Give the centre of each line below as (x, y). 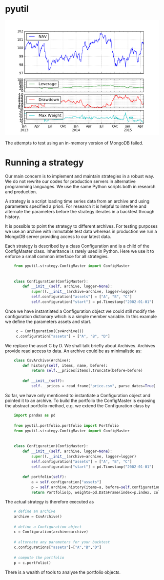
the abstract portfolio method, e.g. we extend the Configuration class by (78, 405)
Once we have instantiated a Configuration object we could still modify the (80, 311)
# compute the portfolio (39, 558)
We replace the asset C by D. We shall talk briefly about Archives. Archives (80, 345)
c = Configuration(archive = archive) (51, 532)
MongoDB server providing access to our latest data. (58, 236)
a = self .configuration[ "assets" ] (66, 482)
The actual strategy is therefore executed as (50, 501)
